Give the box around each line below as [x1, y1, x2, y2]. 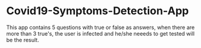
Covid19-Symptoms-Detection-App [6, 4, 189, 18]
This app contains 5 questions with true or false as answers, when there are [6, 24, 195, 31]
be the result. [6, 36, 39, 43]
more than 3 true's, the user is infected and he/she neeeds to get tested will [6, 30, 195, 37]
